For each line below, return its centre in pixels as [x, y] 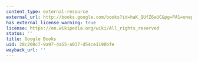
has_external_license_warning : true [51, 22]
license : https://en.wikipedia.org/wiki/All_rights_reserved [83, 28]
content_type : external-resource [47, 12]
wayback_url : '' [26, 50]
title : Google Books [32, 39]
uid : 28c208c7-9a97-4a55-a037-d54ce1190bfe [60, 45]
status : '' [19, 34]
